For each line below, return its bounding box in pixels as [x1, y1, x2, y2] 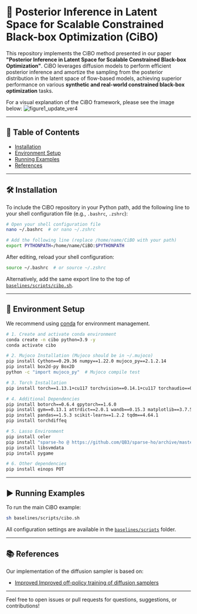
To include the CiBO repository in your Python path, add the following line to [6, 203, 190, 211]
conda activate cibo [6, 342, 57, 348]
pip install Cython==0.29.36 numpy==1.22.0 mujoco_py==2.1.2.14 [6, 358, 167, 364]
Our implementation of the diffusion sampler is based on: [6, 568, 144, 575]
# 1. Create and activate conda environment [6, 331, 117, 337]
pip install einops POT [6, 466, 64, 472]
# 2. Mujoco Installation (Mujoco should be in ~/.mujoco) [6, 353, 154, 359]
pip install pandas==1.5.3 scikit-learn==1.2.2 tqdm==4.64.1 [6, 412, 159, 418]
